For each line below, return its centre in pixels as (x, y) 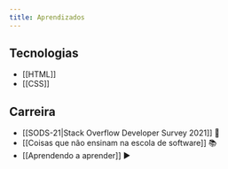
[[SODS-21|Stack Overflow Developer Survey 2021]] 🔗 (121, 133)
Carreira (32, 111)
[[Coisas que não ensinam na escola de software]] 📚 (119, 143)
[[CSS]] (36, 84)
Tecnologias (44, 54)
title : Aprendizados (47, 17)
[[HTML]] (39, 74)
